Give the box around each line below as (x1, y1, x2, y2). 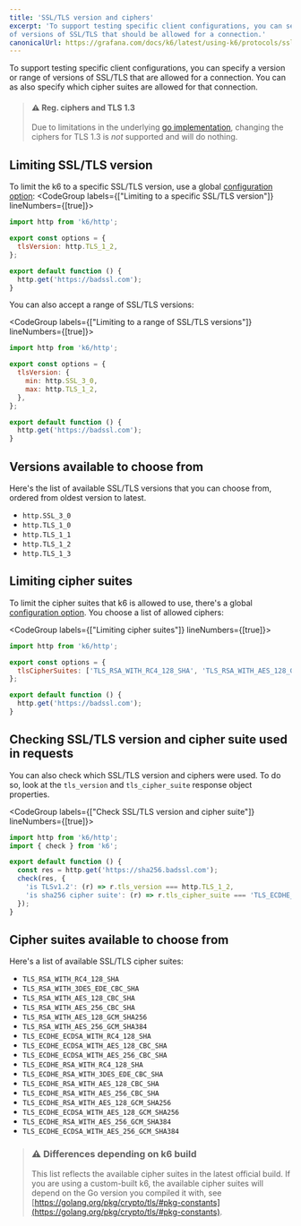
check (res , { (17, 874, 66, 883)
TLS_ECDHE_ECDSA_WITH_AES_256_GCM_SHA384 (21, 1127, 179, 1136)
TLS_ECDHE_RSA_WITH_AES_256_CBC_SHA (21, 1089, 159, 1098)
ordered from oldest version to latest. (9, 492, 147, 502)
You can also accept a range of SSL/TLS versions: (9, 299, 194, 310)
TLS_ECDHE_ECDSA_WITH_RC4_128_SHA (21, 1032, 151, 1042)
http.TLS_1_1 (21, 530, 72, 539)
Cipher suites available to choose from (9, 932, 229, 947)
